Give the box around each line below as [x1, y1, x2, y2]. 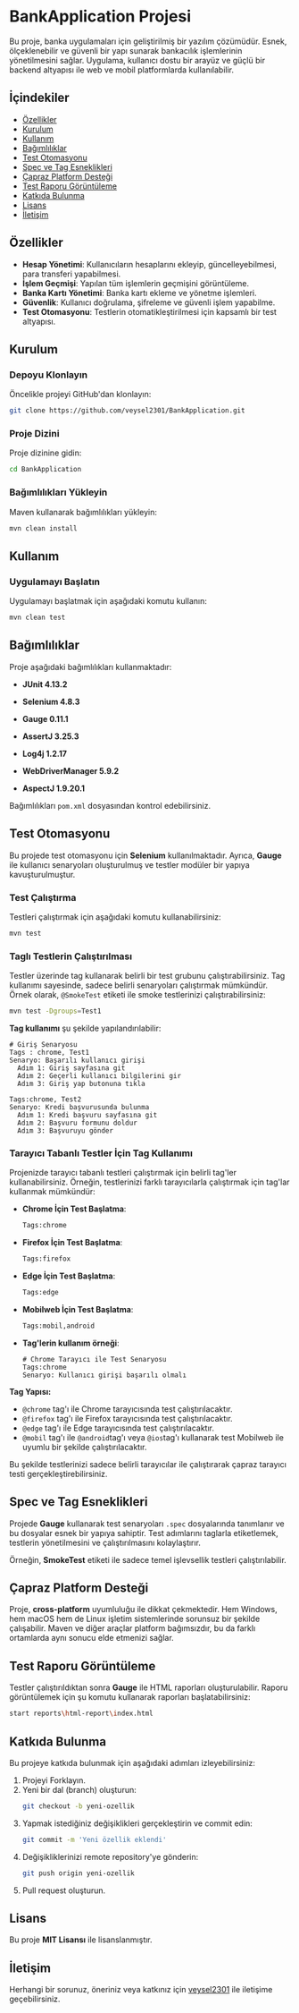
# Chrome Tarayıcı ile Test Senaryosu [21, 1355, 167, 1363]
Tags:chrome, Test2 [9, 1095, 82, 1104]
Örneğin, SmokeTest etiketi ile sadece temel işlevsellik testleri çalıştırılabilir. [9, 1554, 287, 1565]
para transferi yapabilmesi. [21, 268, 121, 279]
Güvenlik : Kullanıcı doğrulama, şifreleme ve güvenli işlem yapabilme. [21, 297, 276, 308]
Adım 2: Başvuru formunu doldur [17, 1118, 138, 1127]
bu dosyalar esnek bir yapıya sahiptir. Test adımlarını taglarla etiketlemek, [9, 1527, 278, 1538]
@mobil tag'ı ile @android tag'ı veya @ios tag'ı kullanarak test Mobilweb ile [21, 1431, 284, 1442]
